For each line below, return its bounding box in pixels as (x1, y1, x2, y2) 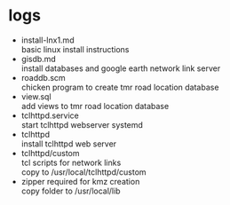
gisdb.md (20, 53, 57, 64)
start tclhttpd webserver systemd (20, 119, 144, 130)
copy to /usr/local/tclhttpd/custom (20, 166, 147, 177)
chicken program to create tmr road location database (20, 82, 219, 92)
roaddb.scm (20, 72, 66, 83)
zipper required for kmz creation (20, 176, 140, 186)
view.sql (20, 91, 52, 102)
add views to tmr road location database (20, 100, 170, 111)
